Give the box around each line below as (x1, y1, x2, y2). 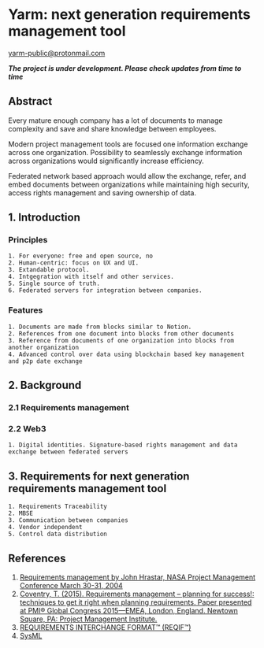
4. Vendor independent (8, 524, 83, 531)
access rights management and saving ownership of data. (8, 187, 197, 198)
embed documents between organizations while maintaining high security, (8, 180, 250, 189)
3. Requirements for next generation (8, 469, 190, 483)
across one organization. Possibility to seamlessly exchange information (8, 147, 243, 157)
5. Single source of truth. (8, 280, 101, 288)
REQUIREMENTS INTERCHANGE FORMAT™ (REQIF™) (19, 622, 191, 631)
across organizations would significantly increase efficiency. (8, 156, 205, 165)
